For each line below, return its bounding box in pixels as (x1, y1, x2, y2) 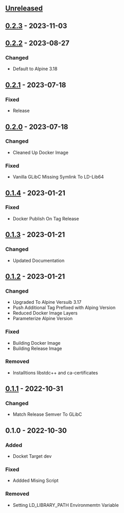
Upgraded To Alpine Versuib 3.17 (12, 299, 82, 305)
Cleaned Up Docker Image (12, 149, 69, 155)
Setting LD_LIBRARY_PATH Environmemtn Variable (12, 502, 119, 508)
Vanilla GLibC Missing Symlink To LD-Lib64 (12, 174, 104, 180)
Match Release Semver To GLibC (12, 411, 82, 417)
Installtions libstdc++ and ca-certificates (12, 369, 98, 375)
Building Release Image (12, 345, 62, 351)
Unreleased (5, 4, 43, 13)
